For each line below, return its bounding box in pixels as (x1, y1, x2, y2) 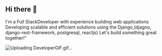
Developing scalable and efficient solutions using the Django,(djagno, (5, 24, 152, 30)
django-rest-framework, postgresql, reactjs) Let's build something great (5, 29, 157, 36)
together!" (5, 35, 27, 41)
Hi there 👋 (5, 5, 37, 14)
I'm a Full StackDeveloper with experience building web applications (5, 18, 149, 24)
